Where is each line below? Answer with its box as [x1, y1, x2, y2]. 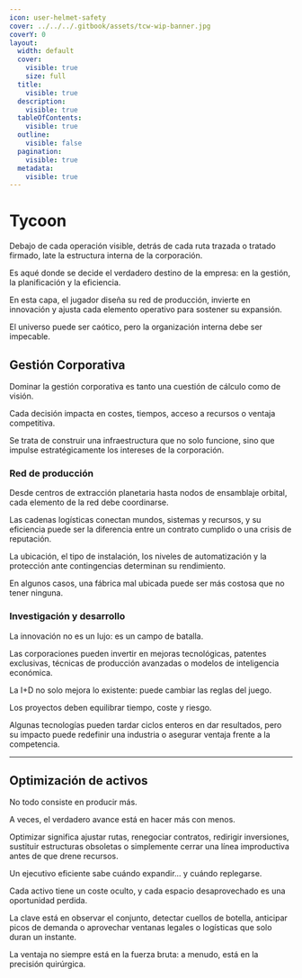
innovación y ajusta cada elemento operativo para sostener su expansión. [9, 304, 283, 315]
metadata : [17, 164, 54, 173]
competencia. [9, 739, 60, 749]
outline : [17, 130, 50, 139]
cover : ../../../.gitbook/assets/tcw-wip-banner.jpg [9, 22, 211, 31]
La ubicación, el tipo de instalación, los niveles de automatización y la [9, 551, 267, 562]
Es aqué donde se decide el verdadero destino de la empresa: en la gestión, [9, 267, 290, 279]
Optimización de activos [9, 773, 148, 788]
